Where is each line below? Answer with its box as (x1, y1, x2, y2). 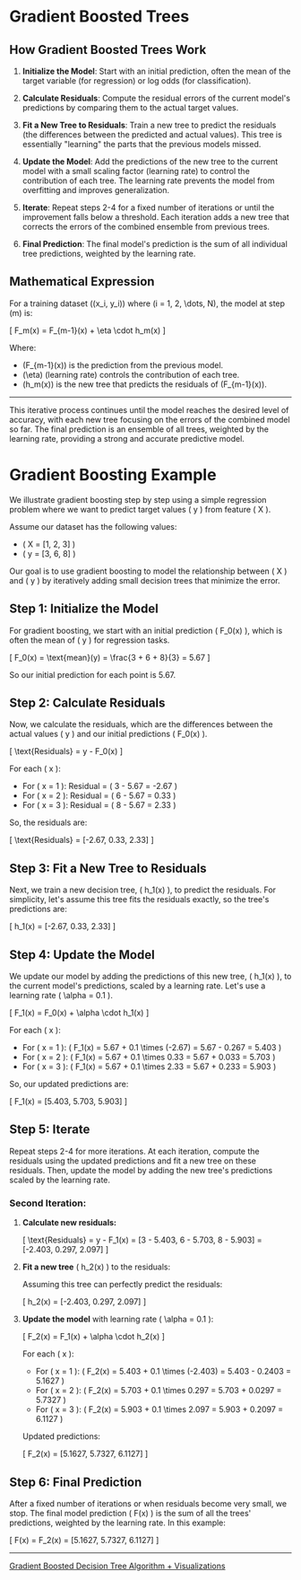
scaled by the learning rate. (9, 1174, 110, 1185)
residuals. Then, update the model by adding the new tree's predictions (9, 1164, 273, 1175)
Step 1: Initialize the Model (9, 601, 159, 617)
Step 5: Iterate (9, 1122, 90, 1137)
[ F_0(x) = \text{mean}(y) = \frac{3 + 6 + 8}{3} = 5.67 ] (9, 652, 211, 663)
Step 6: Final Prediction (9, 1474, 142, 1489)
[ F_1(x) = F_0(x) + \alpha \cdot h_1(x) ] (9, 1007, 150, 1018)
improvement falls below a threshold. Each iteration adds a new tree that (21, 212, 289, 222)
